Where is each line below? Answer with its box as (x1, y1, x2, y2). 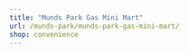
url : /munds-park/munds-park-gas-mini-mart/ (9, 22, 180, 31)
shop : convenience (9, 30, 79, 39)
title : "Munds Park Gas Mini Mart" (9, 13, 144, 22)
